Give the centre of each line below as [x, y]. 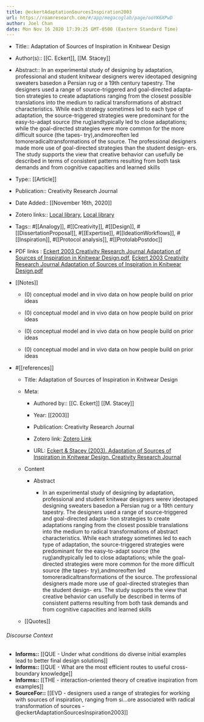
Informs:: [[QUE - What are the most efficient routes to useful [93, 667]
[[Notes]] [26, 283]
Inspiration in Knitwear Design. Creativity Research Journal [107, 457]
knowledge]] [57, 674]
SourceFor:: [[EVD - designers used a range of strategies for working [102, 693]
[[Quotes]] [37, 621]
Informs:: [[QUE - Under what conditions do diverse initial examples [101, 654]
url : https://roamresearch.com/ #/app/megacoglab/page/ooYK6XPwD [90, 18]
